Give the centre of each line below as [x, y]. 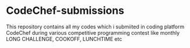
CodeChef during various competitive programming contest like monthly [93, 32]
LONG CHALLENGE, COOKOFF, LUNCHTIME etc [64, 39]
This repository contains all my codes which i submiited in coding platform [95, 27]
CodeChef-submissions [65, 11]
